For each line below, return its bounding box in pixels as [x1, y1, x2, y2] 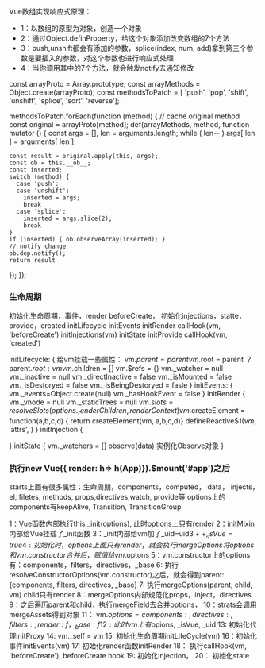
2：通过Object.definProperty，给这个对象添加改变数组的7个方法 [20, 33, 230, 43]
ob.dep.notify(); [9, 249, 67, 257]
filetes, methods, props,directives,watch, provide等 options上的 [18, 492, 226, 502]
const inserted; [9, 165, 63, 174]
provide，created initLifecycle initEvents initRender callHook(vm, [9, 321, 221, 330]
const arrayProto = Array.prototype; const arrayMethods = [9, 79, 201, 88]
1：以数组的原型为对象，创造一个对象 [20, 23, 142, 33]
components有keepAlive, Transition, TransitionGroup [9, 502, 182, 512]
